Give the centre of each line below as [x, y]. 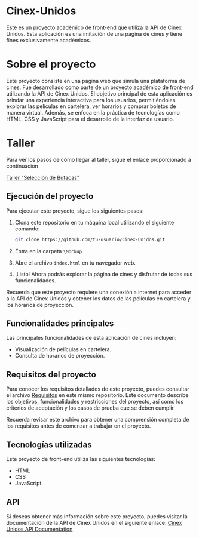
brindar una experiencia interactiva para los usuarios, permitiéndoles [91, 100]
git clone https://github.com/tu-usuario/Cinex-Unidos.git [90, 239]
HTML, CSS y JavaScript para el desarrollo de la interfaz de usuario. [90, 119]
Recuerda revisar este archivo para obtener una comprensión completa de [98, 420]
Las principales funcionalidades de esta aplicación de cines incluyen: [91, 338]
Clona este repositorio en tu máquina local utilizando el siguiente [94, 222]
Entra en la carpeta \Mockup [48, 251]
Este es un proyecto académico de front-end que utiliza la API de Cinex [94, 27]
